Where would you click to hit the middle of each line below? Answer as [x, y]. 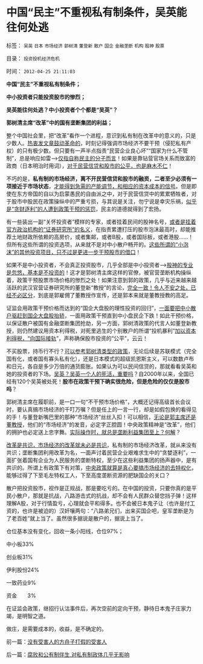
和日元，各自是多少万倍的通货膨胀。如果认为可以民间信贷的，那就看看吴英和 [101, 366]
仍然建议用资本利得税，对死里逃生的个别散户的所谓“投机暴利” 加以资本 [109, 330]
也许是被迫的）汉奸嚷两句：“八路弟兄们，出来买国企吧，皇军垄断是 [105, 511]
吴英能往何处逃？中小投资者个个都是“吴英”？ [62, 110]
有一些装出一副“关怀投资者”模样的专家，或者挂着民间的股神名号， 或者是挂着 [101, 222]
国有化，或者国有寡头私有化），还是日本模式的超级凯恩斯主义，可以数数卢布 [100, 358]
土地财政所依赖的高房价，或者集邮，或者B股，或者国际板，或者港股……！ [102, 237]
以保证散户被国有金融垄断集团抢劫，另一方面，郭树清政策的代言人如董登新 [99, 323]
